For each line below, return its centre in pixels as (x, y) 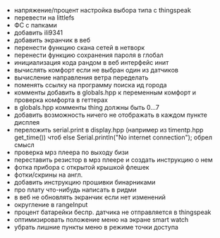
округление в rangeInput (51, 205)
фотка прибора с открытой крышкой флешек (81, 167)
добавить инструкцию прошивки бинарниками (85, 182)
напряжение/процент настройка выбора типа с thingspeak (103, 10)
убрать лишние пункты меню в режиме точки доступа (96, 227)
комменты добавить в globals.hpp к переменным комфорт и (105, 92)
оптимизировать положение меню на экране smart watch (101, 220)
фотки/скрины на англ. (48, 175)
